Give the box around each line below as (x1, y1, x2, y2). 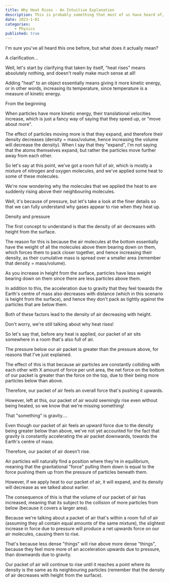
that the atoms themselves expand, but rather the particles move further (5, 147, 156, 153)
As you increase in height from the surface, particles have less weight (5, 270, 151, 276)
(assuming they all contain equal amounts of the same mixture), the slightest (5, 520, 165, 526)
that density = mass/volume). (5, 260, 66, 266)
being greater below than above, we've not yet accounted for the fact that (5, 428, 160, 434)
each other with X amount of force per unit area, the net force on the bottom (5, 367, 165, 373)
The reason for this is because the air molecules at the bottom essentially (5, 239, 159, 244)
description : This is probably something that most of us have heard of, (5, 12, 165, 17)
